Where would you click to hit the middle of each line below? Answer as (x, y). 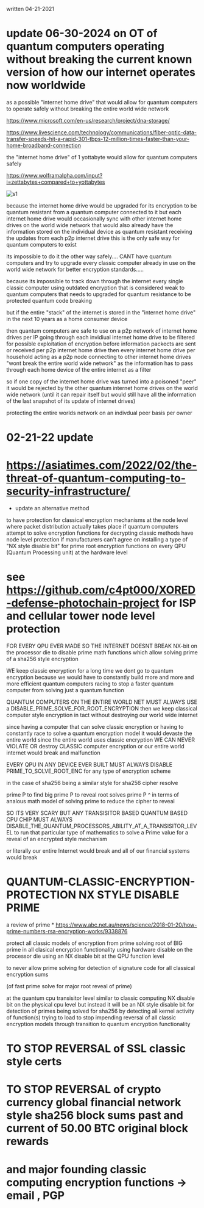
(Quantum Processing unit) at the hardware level (67, 552)
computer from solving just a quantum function (65, 690)
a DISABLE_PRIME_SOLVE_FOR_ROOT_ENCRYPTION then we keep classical (102, 708)
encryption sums (27, 974)
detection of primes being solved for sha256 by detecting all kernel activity (100, 1011)
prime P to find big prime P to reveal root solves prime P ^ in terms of (93, 795)
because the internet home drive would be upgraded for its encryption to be (102, 205)
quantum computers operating (86, 47)
